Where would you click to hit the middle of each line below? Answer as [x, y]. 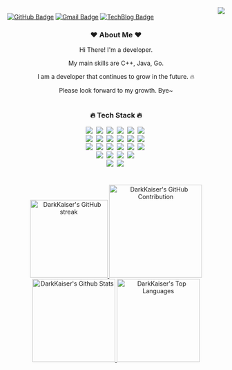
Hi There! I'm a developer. [116, 50]
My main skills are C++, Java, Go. [116, 63]
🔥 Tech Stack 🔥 [116, 115]
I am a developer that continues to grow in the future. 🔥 [116, 77]
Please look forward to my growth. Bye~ [116, 91]
